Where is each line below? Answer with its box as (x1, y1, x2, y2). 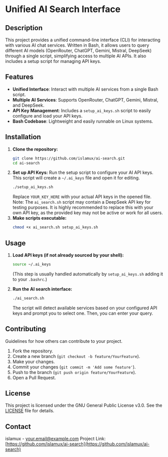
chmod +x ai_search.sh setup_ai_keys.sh (12, 225, 98, 230)
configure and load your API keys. (12, 113, 83, 119)
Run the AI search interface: (12, 286, 73, 292)
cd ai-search (12, 160, 40, 165)
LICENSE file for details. (5, 408, 55, 414)
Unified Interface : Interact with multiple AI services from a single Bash (12, 86, 159, 92)
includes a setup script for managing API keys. (5, 58, 101, 64)
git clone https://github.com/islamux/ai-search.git (12, 156, 125, 161)
